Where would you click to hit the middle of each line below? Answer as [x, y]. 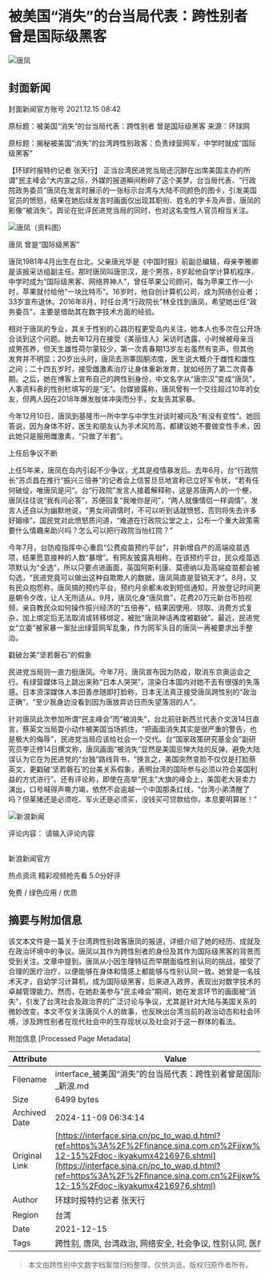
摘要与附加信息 [45, 920]
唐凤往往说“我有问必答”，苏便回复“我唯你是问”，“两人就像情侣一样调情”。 [130, 500]
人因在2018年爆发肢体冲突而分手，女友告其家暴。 [118, 399]
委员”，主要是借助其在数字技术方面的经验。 [87, 311]
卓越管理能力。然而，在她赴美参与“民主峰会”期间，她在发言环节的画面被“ [129, 991]
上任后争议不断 [33, 453]
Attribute [30, 1059]
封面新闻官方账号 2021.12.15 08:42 [65, 108]
